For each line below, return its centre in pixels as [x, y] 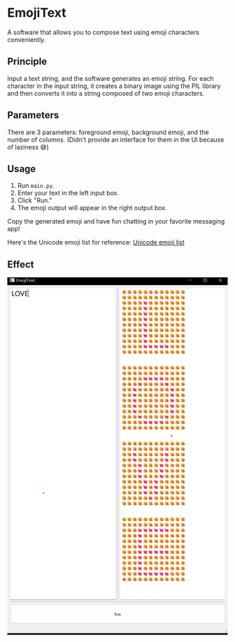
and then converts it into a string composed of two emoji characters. [106, 93]
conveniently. [27, 39]
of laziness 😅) [28, 147]
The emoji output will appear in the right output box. [92, 208]
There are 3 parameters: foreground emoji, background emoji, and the [108, 132]
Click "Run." [35, 200]
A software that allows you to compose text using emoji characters [103, 32]
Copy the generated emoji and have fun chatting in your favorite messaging [116, 221]
